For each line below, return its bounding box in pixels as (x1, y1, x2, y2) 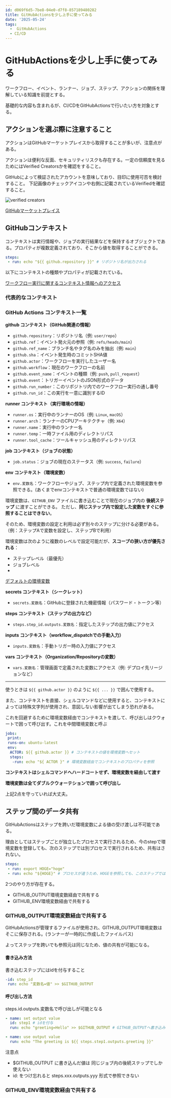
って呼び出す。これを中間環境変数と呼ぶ (22, 721, 107, 727)
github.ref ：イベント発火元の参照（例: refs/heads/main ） (12, 339, 135, 345)
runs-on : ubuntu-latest (7, 740, 58, 746)
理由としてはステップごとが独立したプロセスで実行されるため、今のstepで (5, 839, 161, 845)
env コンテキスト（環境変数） (5, 469, 68, 475)
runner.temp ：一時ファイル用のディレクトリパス (12, 430, 113, 436)
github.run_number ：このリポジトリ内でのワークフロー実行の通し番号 (12, 383, 159, 390)
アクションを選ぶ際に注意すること (5, 125, 112, 134)
